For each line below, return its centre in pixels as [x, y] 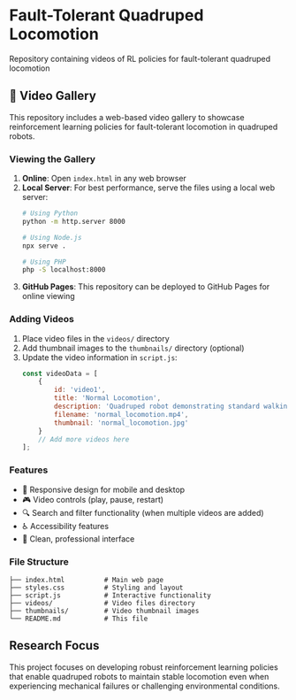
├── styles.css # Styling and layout [96, 588]
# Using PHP [44, 262]
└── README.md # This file [79, 619]
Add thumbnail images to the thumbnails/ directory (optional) [133, 348]
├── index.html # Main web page [87, 580]
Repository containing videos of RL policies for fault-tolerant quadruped [140, 58]
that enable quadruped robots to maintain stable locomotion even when [139, 676]
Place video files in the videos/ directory [95, 338]
